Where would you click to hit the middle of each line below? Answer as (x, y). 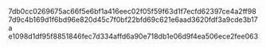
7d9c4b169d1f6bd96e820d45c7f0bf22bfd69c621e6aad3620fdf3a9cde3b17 (133, 20)
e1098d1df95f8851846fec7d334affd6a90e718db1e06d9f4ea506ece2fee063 (133, 36)
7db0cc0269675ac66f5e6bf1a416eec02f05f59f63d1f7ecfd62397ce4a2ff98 (132, 11)
